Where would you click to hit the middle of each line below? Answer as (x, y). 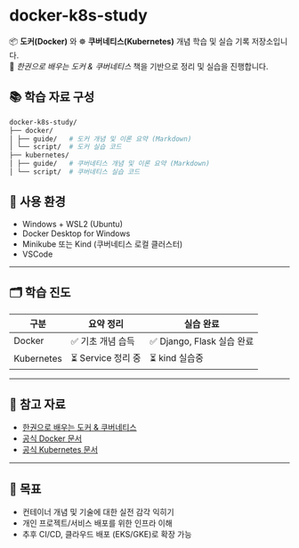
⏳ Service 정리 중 (106, 357)
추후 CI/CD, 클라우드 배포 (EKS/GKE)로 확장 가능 (107, 535)
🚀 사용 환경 (38, 202)
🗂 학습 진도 (40, 293)
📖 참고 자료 (38, 404)
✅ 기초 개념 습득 (103, 341)
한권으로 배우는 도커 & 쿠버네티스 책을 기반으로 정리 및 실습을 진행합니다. (142, 66)
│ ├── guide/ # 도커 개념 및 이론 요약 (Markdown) (101, 139)
